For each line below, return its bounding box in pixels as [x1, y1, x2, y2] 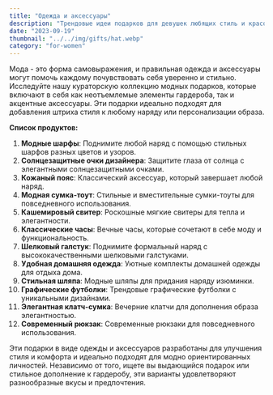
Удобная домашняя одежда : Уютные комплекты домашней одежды [20, 259, 261, 269]
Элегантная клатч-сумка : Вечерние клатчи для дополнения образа [20, 302, 258, 312]
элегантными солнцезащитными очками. [20, 164, 164, 174]
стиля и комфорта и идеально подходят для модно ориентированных [9, 352, 251, 362]
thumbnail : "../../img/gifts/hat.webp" [9, 34, 144, 43]
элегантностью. [20, 311, 76, 321]
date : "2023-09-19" [9, 27, 75, 35]
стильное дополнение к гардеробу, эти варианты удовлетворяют [9, 369, 237, 379]
